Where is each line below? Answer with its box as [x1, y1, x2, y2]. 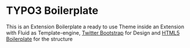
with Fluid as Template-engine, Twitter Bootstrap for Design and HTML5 [6, 29, 180, 36]
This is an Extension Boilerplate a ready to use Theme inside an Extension [6, 23, 185, 30]
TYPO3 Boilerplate [6, 4, 99, 17]
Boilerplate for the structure [6, 35, 73, 42]
